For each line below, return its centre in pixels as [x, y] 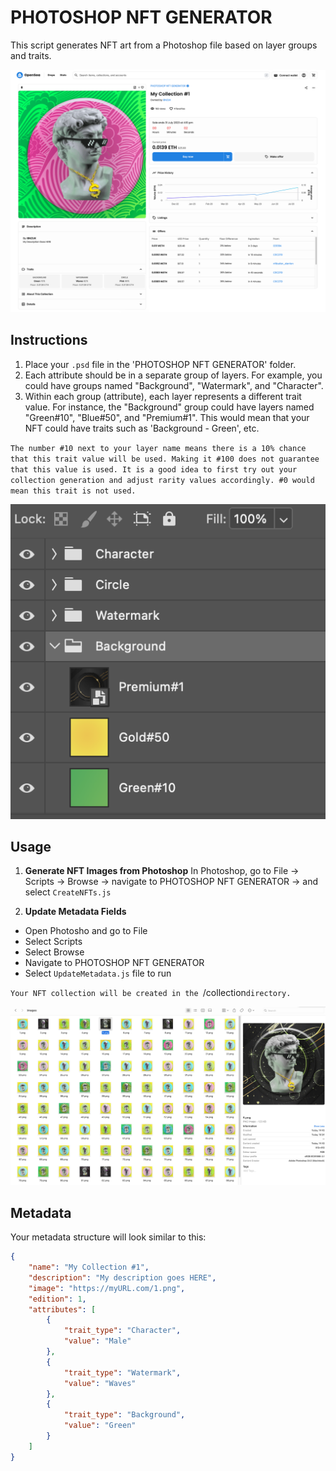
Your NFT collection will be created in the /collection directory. [151, 993]
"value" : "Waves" [100, 1383]
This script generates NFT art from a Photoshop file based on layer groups [164, 45]
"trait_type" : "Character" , [122, 1331]
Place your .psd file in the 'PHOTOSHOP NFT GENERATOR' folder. [160, 364]
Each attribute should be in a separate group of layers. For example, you [173, 375]
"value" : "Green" [100, 1426]
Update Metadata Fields [75, 912]
